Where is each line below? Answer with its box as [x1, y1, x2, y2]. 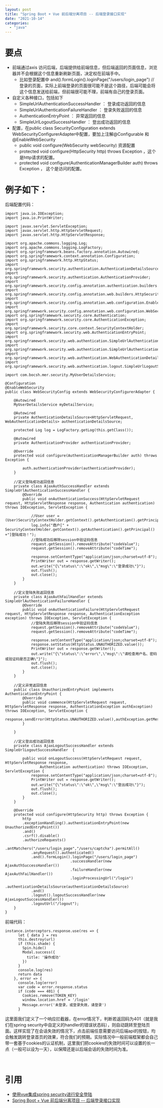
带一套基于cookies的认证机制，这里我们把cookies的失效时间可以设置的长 [5, 1040, 151, 1046]
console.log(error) [17, 980, 57, 985]
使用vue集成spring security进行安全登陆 [12, 1091, 93, 1097]
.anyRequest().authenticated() [31, 850, 95, 855]
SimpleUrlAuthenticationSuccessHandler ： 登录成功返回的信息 [19, 101, 146, 107]
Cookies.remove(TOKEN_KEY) [22, 993, 77, 998]
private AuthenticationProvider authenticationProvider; [14, 440, 131, 445]
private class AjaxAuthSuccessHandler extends [14, 484, 110, 489]
